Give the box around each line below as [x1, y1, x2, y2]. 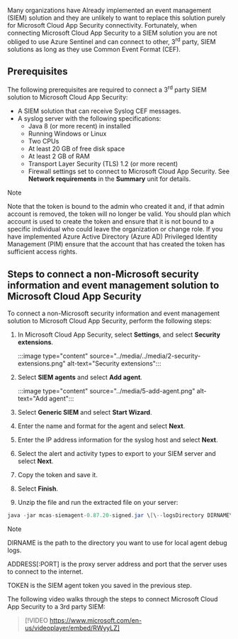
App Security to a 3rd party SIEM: [7, 602, 106, 611]
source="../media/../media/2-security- [89, 351, 201, 360]
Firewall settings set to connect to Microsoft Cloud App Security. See [28, 167, 230, 176]
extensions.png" [17, 359, 66, 368]
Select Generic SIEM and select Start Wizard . [17, 408, 152, 416]
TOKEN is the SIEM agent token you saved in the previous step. [7, 581, 193, 589]
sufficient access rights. [7, 248, 78, 256]
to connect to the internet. [7, 567, 84, 576]
